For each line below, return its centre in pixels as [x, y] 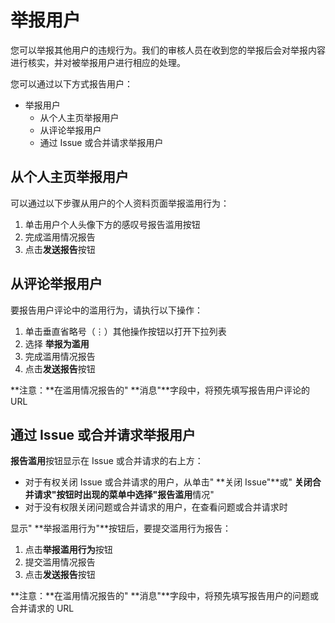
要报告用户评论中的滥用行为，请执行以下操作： [106, 310]
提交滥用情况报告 [60, 562]
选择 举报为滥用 [57, 343]
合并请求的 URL [42, 608]
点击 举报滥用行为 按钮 [68, 550]
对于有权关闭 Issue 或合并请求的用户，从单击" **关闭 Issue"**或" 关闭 [168, 482]
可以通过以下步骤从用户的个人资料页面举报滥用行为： [120, 203]
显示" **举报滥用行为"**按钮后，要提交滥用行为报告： [121, 528]
